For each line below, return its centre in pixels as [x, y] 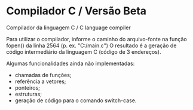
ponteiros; [27, 87]
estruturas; [28, 94]
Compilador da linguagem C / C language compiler [69, 27]
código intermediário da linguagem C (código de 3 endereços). [84, 51]
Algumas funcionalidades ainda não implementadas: [71, 63]
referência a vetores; [40, 81]
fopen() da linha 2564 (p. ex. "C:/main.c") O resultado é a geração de [91, 45]
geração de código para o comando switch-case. [76, 100]
